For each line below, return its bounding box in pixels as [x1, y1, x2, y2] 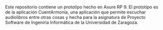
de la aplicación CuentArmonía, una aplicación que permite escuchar [5, 9, 146, 15]
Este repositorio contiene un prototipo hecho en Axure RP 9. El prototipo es [5, 4, 159, 10]
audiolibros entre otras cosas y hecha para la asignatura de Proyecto [5, 15, 146, 20]
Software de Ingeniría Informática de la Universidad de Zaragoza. [5, 19, 139, 25]
